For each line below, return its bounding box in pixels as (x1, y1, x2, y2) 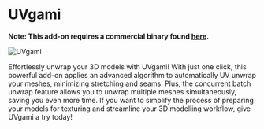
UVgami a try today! (8, 112, 73, 121)
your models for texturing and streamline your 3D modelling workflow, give (8, 104, 251, 113)
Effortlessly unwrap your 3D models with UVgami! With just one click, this (8, 61, 247, 72)
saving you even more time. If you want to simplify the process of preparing (8, 95, 255, 105)
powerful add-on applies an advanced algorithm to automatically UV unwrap (8, 70, 257, 79)
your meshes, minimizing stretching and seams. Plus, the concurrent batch (8, 79, 251, 88)
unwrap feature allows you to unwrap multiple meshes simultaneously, (8, 87, 237, 96)
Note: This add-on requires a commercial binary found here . (8, 31, 210, 41)
